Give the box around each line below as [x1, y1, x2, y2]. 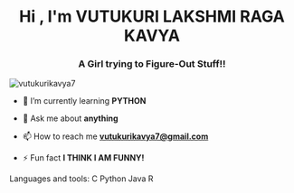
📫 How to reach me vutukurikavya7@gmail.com [22, 131, 209, 142]
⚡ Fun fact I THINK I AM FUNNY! [22, 152, 145, 163]
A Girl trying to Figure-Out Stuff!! [78, 58, 226, 70]
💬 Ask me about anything [22, 113, 119, 124]
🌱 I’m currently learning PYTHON [22, 96, 147, 106]
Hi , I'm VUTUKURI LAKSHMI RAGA [19, 6, 285, 27]
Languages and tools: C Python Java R [9, 173, 154, 184]
